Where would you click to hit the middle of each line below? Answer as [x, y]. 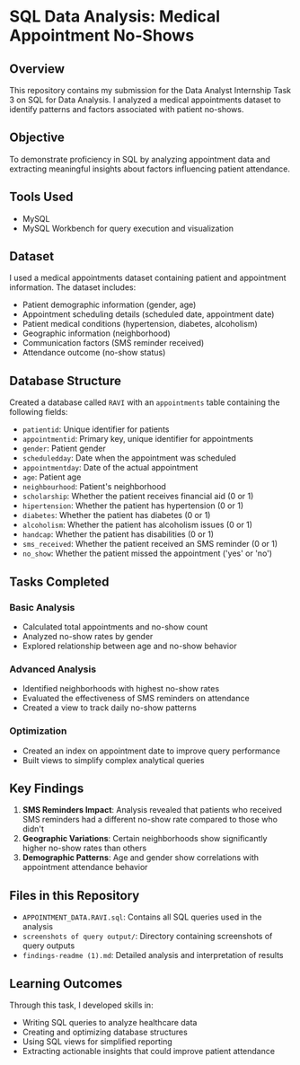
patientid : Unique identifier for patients [96, 429]
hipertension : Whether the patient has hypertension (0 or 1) [133, 506]
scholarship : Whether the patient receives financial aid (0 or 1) [138, 497]
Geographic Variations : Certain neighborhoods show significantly [145, 839]
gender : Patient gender [64, 449]
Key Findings [47, 788]
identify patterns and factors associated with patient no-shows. [127, 109]
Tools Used [41, 197]
